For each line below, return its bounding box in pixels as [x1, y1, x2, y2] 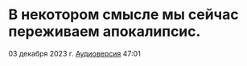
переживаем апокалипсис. [8, 22, 201, 41]
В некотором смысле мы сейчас [8, 6, 239, 24]
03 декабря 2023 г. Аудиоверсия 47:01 [8, 49, 141, 58]
